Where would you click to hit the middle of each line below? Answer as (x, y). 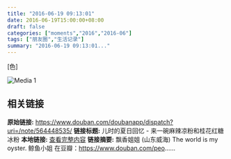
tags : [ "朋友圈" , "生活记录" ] (46, 40)
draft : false (26, 26)
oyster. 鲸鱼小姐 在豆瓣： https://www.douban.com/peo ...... (91, 148)
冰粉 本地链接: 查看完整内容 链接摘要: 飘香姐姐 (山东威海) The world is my (113, 139)
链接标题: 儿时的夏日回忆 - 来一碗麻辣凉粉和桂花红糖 (149, 131)
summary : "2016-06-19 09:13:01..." (59, 46)
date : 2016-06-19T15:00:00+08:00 (56, 20)
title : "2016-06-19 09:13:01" (51, 14)
